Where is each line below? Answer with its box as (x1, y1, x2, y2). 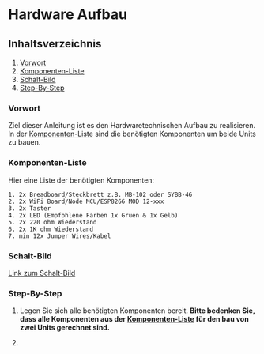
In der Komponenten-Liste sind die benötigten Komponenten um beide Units (8, 129, 257, 139)
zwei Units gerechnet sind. (19, 322, 111, 333)
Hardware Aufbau (8, 6, 128, 24)
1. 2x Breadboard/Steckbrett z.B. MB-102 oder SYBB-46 (8, 190, 193, 198)
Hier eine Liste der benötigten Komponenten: (8, 175, 155, 185)
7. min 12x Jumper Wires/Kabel (8, 232, 111, 240)
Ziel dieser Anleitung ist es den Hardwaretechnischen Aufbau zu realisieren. (8, 121, 256, 130)
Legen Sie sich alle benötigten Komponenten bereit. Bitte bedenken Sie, (19, 306, 255, 315)
